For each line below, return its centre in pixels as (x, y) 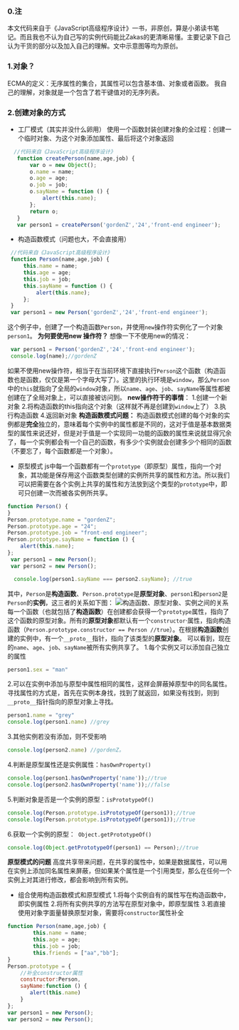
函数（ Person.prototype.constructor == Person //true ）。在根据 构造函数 (115, 629)
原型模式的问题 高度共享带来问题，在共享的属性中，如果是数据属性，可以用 (117, 862)
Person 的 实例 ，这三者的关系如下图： (60, 602)
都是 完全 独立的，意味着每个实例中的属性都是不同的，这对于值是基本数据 (119, 424)
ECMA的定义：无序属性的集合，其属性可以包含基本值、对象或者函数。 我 (114, 83)
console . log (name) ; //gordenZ (54, 356)
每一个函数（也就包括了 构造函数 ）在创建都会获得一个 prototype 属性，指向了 (118, 611)
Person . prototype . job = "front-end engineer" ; (78, 533)
